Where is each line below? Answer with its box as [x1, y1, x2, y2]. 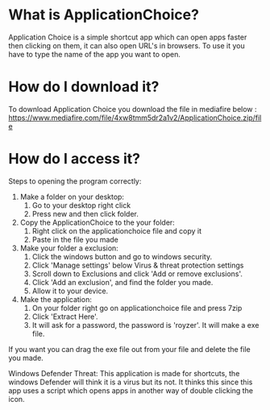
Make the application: [19, 294, 93, 304]
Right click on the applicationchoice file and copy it [31, 226, 202, 235]
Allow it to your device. [31, 286, 109, 296]
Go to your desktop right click [31, 200, 131, 210]
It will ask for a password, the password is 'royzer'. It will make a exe [31, 320, 260, 329]
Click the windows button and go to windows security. [31, 251, 212, 261]
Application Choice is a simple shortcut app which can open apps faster [8, 32, 247, 42]
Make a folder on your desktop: [19, 192, 125, 201]
